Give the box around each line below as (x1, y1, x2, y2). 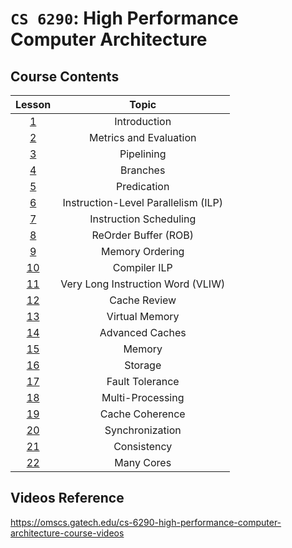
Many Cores (114, 456, 172, 469)
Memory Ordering (101, 245, 185, 258)
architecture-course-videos (10, 527, 125, 539)
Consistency (113, 440, 173, 453)
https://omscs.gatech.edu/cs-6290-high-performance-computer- (10, 516, 282, 528)
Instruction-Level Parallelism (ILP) (62, 196, 224, 209)
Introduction (114, 115, 172, 128)
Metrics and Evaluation (88, 131, 197, 144)
